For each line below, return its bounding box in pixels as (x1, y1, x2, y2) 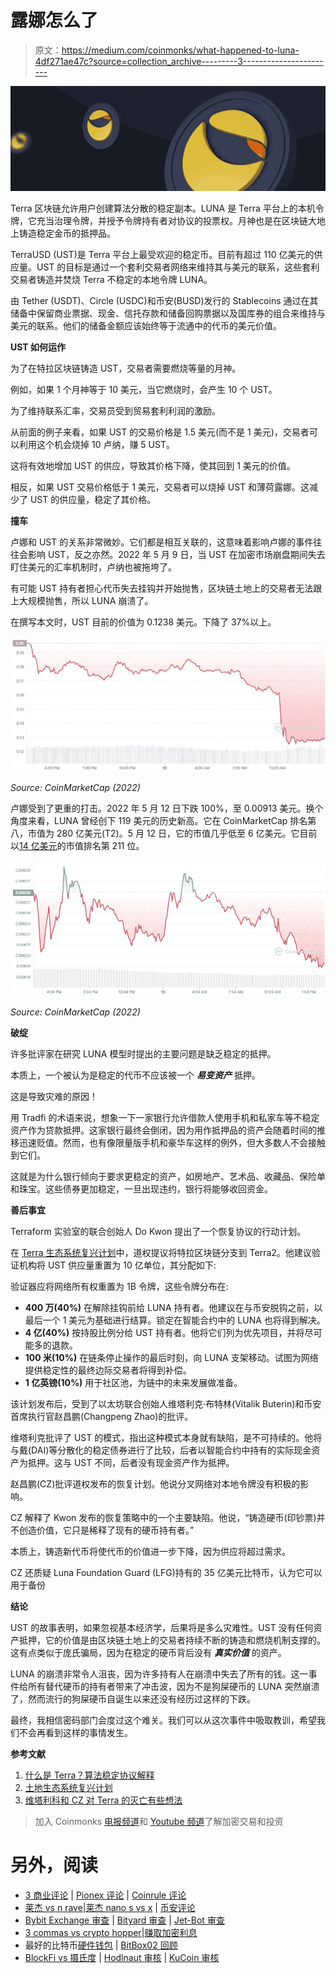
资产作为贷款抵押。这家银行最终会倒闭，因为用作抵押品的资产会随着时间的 (10, 1124, 317, 1136)
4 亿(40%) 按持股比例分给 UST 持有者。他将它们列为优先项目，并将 (24, 1327, 305, 1339)
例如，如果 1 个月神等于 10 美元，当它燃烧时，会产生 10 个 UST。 (10, 383, 278, 395)
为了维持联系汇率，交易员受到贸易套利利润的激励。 (10, 404, 221, 416)
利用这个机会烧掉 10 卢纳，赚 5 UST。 (18, 438, 175, 450)
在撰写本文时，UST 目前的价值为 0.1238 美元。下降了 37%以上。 (10, 616, 277, 628)
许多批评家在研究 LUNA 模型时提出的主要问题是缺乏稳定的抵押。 (10, 1048, 277, 1060)
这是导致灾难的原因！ (10, 1091, 98, 1103)
